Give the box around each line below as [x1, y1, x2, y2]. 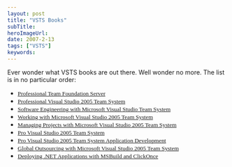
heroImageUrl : [7, 29, 49, 37]
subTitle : [7, 23, 36, 30]
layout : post [7, 10, 45, 17]
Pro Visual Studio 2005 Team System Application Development [17, 136, 166, 144]
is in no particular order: [7, 75, 77, 83]
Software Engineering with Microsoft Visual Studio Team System [17, 105, 171, 113]
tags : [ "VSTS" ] [7, 42, 52, 49]
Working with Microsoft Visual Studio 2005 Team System [17, 113, 154, 120]
